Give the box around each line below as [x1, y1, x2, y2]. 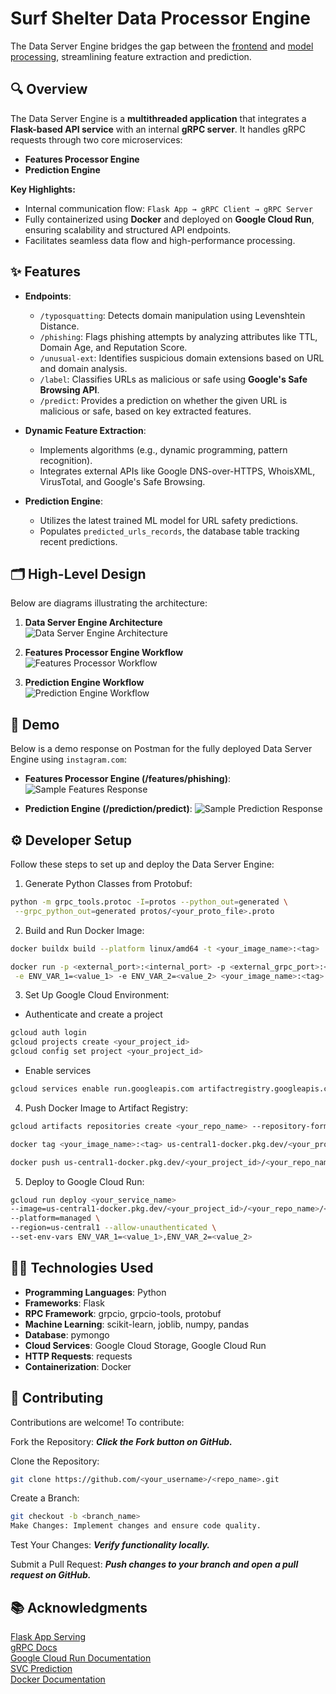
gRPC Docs [10, 1641, 58, 1653]
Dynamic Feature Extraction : [24, 424, 147, 436]
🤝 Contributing [10, 1390, 104, 1407]
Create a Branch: [10, 1492, 80, 1504]
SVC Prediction [10, 1662, 73, 1674]
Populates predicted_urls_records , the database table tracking [39, 525, 300, 537]
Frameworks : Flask [24, 1297, 106, 1309]
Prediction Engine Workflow [24, 677, 145, 689]
